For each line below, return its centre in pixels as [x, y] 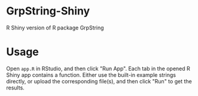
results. [16, 88]
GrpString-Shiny [48, 11]
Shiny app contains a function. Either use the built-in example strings [91, 75]
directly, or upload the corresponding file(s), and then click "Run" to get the [99, 81]
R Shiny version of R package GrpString [55, 28]
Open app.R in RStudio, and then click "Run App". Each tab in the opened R [98, 68]
